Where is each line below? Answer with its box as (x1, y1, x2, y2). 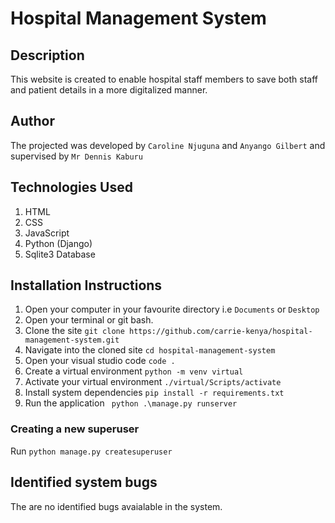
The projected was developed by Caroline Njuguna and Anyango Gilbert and (10, 139, 326, 151)
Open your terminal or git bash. (24, 314, 154, 326)
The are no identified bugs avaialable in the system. (10, 500, 223, 512)
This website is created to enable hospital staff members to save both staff (10, 73, 318, 85)
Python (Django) (24, 237, 93, 249)
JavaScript (24, 227, 70, 239)
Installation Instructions (10, 277, 163, 294)
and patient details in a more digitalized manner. (10, 84, 208, 96)
